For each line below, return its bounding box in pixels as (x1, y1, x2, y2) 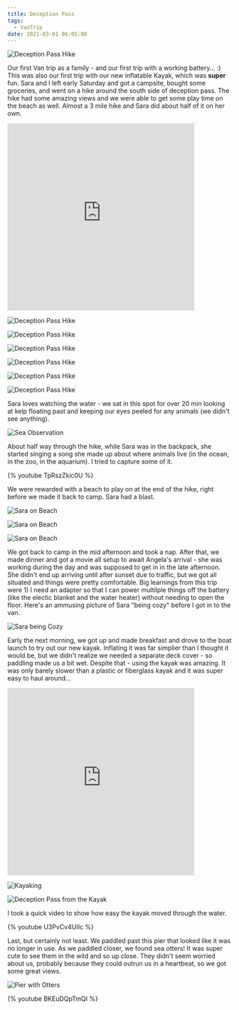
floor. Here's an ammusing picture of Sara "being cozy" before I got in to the (7, 601, 231, 610)
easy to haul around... (7, 674, 71, 683)
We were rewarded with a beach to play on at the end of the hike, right (7, 485, 214, 494)
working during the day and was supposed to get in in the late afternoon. (7, 563, 221, 571)
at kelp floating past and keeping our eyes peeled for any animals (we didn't (7, 407, 230, 416)
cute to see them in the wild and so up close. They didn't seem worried (7, 952, 216, 960)
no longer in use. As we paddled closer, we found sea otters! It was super (7, 944, 223, 953)
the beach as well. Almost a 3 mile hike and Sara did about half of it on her (7, 101, 225, 111)
